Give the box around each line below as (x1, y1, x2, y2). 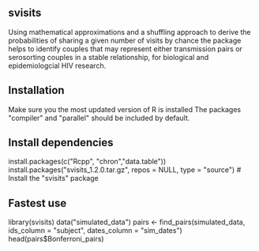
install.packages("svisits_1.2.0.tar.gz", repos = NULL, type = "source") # (8, 165, 242, 174)
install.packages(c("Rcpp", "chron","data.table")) (8, 157, 167, 167)
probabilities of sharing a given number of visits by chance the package (8, 36, 242, 45)
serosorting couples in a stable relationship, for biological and (8, 52, 209, 62)
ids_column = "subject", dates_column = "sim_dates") (8, 226, 183, 235)
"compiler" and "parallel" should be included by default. (8, 113, 190, 122)
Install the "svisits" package (8, 174, 99, 183)
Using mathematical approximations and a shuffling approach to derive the (8, 27, 251, 36)
